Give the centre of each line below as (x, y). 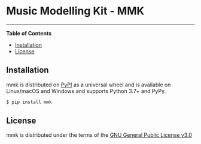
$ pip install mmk (29, 102)
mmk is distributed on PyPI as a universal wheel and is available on (89, 85)
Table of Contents (29, 33)
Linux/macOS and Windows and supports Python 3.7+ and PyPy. (86, 91)
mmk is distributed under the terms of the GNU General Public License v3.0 (99, 135)
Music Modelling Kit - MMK (75, 11)
